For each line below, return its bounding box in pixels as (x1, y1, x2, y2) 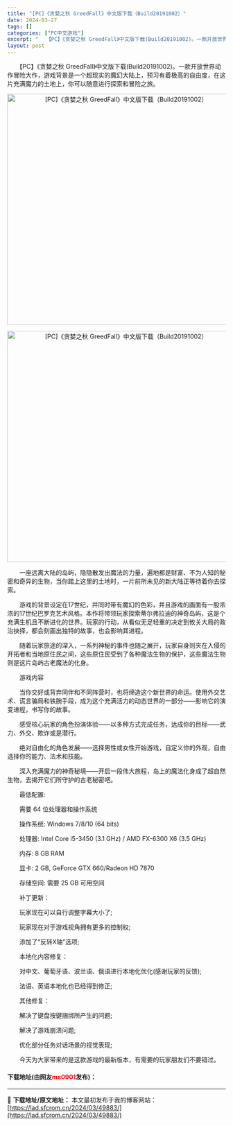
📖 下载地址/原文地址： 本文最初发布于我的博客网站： (7, 1096, 157, 1105)
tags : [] (7, 23, 33, 30)
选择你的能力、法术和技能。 (7, 752, 87, 760)
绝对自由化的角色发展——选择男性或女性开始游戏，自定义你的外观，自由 (19, 743, 226, 752)
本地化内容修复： (19, 953, 68, 960)
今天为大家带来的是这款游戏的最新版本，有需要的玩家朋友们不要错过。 (19, 1055, 220, 1064)
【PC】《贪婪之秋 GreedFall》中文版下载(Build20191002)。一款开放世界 (19, 62, 216, 70)
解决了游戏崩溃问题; (19, 1026, 76, 1034)
